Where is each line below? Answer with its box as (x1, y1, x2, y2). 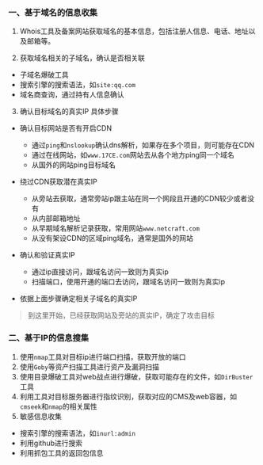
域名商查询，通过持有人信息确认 (19, 90, 124, 100)
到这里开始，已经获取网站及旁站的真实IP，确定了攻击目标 (27, 311, 215, 320)
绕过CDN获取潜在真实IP (19, 177, 97, 187)
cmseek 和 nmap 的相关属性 (19, 402, 97, 411)
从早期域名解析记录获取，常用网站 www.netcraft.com (31, 223, 200, 233)
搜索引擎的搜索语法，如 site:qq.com (19, 80, 136, 90)
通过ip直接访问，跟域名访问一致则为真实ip (31, 267, 169, 276)
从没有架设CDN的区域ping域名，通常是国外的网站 (31, 234, 194, 243)
